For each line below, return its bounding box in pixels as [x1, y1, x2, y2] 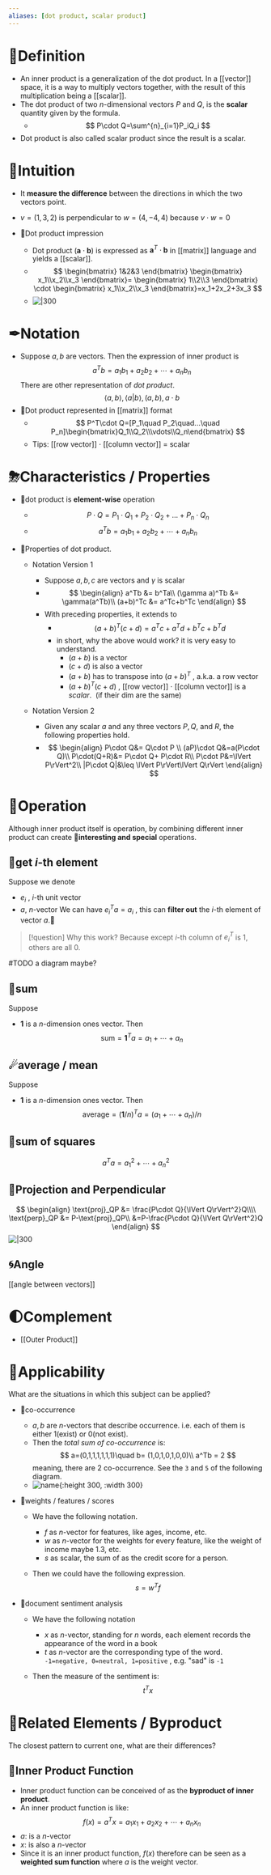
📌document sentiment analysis [19, 1599, 123, 1609]
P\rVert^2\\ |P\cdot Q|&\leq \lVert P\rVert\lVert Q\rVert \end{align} [44, 760, 263, 770]
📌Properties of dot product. [19, 544, 112, 554]
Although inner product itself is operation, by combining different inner [8, 823, 243, 834]
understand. [56, 644, 97, 654]
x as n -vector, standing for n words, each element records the [44, 1630, 251, 1640]
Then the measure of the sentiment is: [32, 1672, 159, 1682]
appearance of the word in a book [44, 1639, 158, 1648]
